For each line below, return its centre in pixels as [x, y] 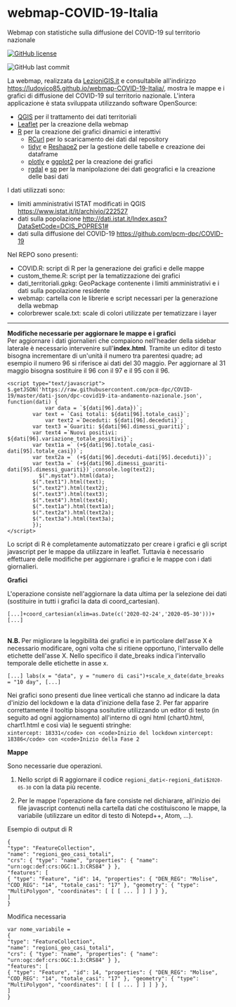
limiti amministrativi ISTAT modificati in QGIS [81, 203]
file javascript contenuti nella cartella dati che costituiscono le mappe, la [122, 808]
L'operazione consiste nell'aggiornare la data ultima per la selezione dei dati [117, 593]
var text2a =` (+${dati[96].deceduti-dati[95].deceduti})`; [122, 457]
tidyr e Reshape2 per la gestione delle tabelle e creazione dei [117, 146]
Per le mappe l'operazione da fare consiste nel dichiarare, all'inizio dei [119, 800]
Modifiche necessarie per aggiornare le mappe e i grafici [92, 333]
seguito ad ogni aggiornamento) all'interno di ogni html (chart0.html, [106, 717]
